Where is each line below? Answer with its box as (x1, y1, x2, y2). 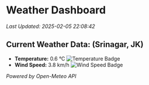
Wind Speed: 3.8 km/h (14, 61, 70, 68)
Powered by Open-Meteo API (6, 72, 77, 79)
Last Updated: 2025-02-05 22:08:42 (6, 23, 95, 30)
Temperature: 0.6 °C (14, 55, 65, 62)
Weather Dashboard (6, 3, 106, 17)
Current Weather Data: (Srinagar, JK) (6, 40, 144, 49)
